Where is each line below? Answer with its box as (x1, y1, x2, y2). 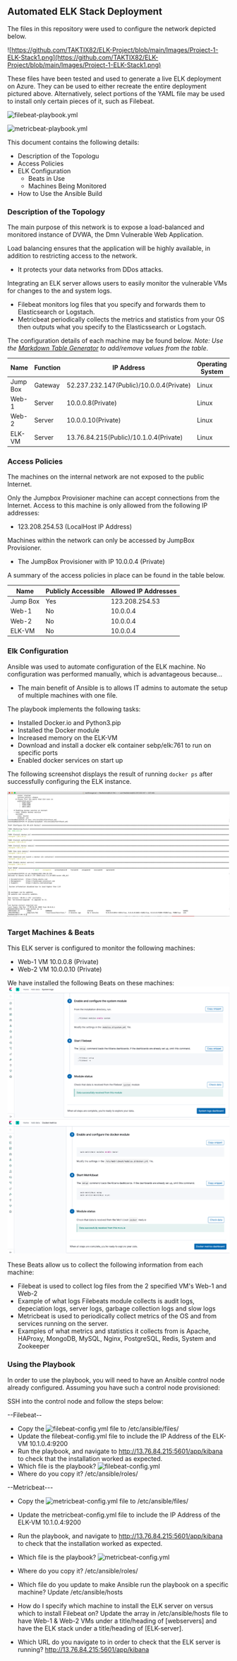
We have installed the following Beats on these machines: (7, 978, 175, 987)
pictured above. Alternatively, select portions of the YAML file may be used (7, 89, 225, 98)
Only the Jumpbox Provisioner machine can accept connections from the (7, 494, 220, 503)
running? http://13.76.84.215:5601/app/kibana (17, 1645, 150, 1653)
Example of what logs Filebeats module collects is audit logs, (17, 1297, 195, 1305)
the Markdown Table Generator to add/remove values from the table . (7, 344, 209, 353)
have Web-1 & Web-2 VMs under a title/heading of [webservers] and (17, 1616, 217, 1625)
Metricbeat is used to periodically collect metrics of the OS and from (17, 1312, 217, 1320)
